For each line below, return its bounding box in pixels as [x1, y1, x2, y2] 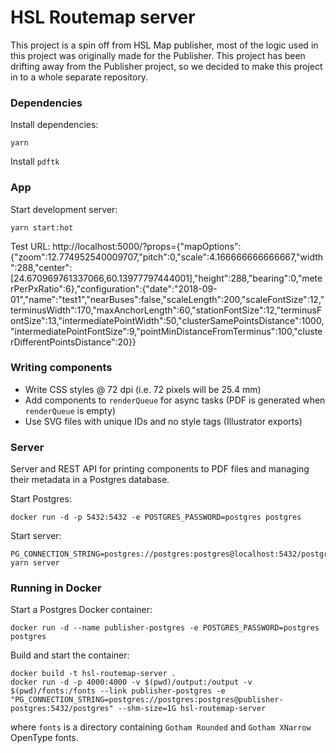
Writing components [10, 361, 113, 375]
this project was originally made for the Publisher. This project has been [10, 49, 306, 61]
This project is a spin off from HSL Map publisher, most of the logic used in [10, 39, 319, 51]
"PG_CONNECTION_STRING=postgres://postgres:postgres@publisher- [10, 695, 284, 705]
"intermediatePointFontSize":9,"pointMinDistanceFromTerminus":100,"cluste [10, 325, 323, 337]
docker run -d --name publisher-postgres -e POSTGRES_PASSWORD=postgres [10, 623, 320, 633]
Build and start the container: [10, 649, 130, 661]
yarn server [10, 558, 60, 568]
